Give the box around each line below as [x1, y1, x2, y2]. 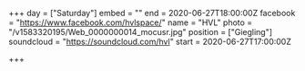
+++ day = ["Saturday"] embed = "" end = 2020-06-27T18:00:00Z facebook [8, 8, 296, 18]
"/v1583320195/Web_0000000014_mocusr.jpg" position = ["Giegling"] [8, 27, 273, 37]
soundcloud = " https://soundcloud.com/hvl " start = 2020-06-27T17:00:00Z [8, 36, 292, 47]
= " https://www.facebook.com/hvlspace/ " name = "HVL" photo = [8, 17, 253, 28]
